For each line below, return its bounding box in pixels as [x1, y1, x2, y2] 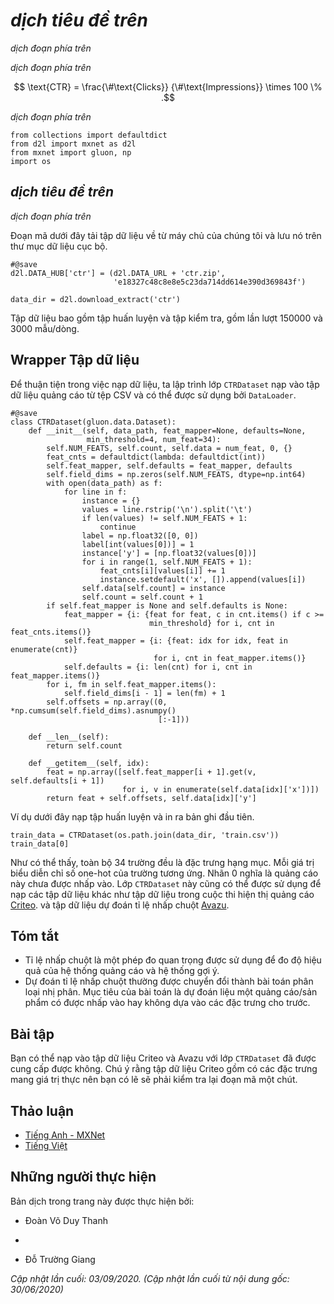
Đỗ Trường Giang [24, 1253, 96, 1265]
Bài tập [10, 1025, 55, 1043]
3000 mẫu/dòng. [10, 322, 80, 334]
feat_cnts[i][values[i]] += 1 [99, 565, 226, 576]
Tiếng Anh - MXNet [24, 1129, 106, 1141]
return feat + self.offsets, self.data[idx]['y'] [46, 793, 257, 803]
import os [10, 156, 52, 166]
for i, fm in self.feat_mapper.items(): [46, 679, 217, 689]
